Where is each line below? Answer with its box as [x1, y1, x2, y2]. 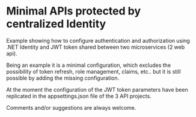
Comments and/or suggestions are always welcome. [6, 104, 136, 111]
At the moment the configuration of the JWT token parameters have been [6, 86, 188, 93]
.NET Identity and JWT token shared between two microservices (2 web [6, 43, 185, 51]
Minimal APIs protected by [6, 4, 141, 18]
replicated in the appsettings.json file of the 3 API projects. [6, 92, 152, 100]
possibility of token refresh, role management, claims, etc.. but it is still [6, 68, 182, 75]
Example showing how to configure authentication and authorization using [6, 37, 191, 44]
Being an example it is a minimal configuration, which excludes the [6, 62, 171, 69]
